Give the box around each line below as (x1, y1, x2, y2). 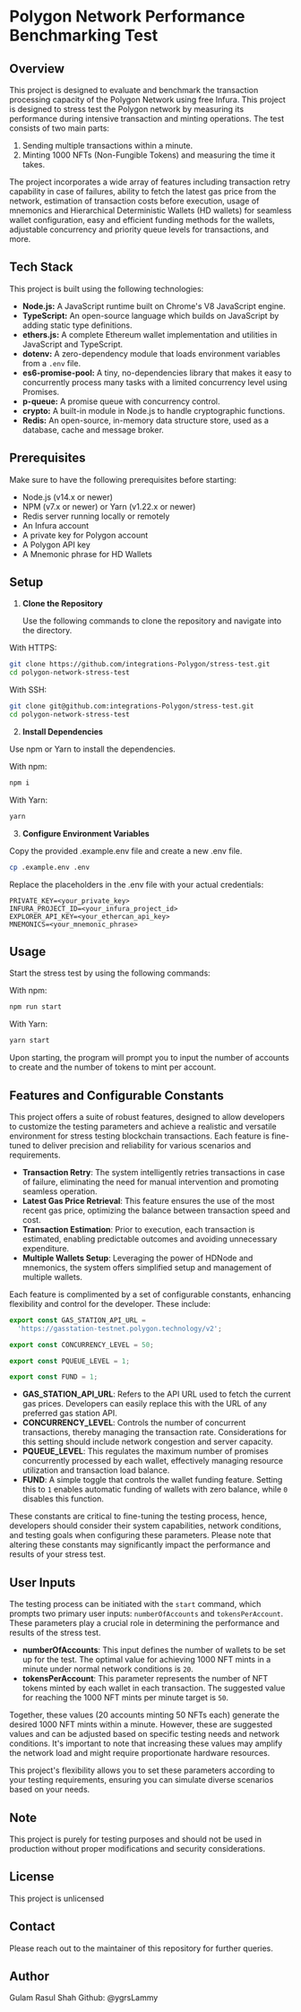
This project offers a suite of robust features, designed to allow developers (9, 1111, 285, 1122)
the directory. (21, 625, 73, 636)
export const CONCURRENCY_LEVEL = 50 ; (9, 1340, 154, 1349)
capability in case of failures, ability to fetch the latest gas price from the (9, 186, 277, 196)
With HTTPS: (9, 642, 57, 653)
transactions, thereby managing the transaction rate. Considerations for (21, 1427, 287, 1438)
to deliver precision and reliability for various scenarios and (32, 1139, 252, 1150)
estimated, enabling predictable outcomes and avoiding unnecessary (21, 1234, 278, 1244)
